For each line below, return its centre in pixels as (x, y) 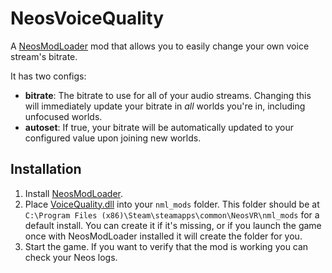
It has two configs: (48, 76)
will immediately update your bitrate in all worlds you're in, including (165, 106)
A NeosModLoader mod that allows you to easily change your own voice (160, 46)
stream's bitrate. (44, 56)
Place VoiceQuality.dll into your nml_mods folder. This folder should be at (172, 204)
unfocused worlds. (63, 116)
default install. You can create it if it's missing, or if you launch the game (173, 225)
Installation (46, 169)
